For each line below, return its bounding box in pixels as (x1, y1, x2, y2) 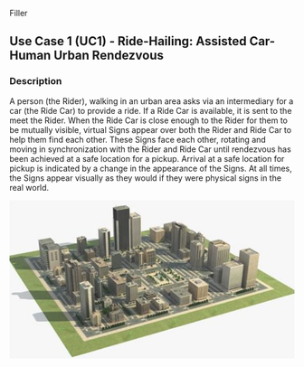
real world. (9, 182, 50, 193)
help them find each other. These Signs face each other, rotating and (9, 134, 267, 145)
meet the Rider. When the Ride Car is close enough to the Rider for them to (9, 115, 288, 126)
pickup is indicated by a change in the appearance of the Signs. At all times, (9, 163, 292, 174)
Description (9, 75, 62, 88)
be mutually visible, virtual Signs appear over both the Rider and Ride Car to (9, 124, 292, 135)
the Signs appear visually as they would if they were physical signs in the (9, 172, 282, 183)
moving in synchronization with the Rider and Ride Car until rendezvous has (9, 144, 291, 155)
